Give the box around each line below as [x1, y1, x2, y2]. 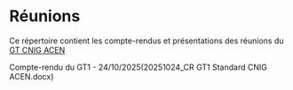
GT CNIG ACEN [9, 44, 66, 55]
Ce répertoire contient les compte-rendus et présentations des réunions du [9, 35, 284, 46]
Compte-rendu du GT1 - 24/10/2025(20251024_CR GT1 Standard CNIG [9, 62, 268, 72]
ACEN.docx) [9, 71, 54, 81]
